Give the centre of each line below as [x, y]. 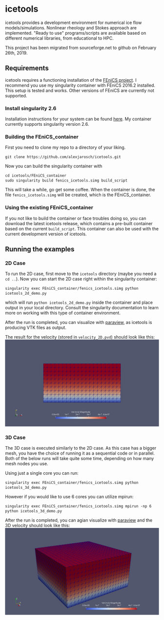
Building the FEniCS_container [42, 137]
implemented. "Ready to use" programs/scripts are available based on [76, 33]
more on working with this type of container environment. [63, 313]
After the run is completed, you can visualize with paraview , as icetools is [79, 322]
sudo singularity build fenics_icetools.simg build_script [66, 181]
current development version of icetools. [46, 234]
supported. [16, 95]
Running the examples [40, 249]
